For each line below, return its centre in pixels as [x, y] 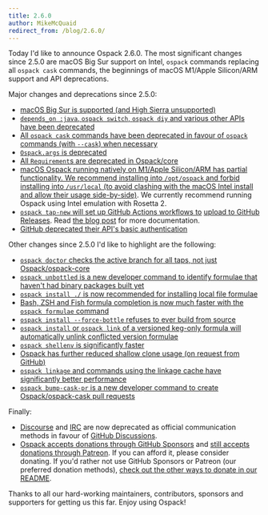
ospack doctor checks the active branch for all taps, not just [118, 260]
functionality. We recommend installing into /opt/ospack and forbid [130, 178]
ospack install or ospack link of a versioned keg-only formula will [130, 328]
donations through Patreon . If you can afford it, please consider [124, 453]
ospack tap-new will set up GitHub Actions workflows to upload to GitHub [140, 212]
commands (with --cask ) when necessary [89, 144]
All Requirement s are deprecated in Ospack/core [99, 161]
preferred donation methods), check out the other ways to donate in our [138, 470]
